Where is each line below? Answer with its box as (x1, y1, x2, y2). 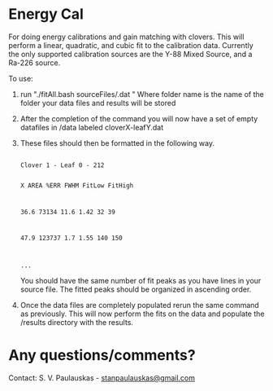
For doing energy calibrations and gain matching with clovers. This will (8, 32, 245, 42)
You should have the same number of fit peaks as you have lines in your (19, 276, 262, 286)
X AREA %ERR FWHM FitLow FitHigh (19, 181, 134, 190)
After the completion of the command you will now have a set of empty (19, 113, 258, 123)
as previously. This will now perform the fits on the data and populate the (19, 309, 265, 319)
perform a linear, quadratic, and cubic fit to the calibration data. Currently (8, 40, 253, 50)
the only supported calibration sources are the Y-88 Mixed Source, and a (8, 49, 253, 59)
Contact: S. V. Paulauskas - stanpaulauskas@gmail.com (8, 373, 196, 383)
